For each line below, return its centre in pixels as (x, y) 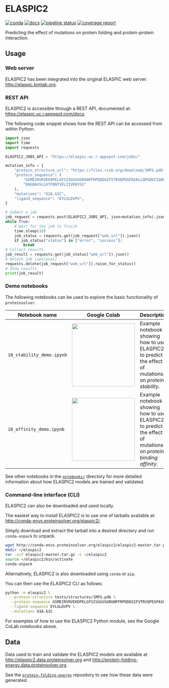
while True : (18, 222)
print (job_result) (24, 273)
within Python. (20, 129)
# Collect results (24, 250)
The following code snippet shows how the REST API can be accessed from (84, 123)
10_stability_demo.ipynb (37, 355)
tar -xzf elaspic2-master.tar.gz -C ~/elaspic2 (56, 554)
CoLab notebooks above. (31, 626)
